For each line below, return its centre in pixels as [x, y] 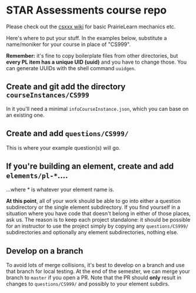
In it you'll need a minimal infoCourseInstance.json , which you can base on [97, 108]
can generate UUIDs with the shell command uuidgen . [71, 68]
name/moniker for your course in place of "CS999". [69, 44]
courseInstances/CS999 [48, 95]
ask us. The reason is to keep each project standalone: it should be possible [98, 220]
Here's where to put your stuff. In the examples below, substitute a [87, 38]
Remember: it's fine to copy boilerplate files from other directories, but [92, 55]
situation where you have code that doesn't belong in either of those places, [99, 213]
